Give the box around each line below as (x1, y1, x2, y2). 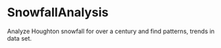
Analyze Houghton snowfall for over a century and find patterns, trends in (7, 27, 215, 35)
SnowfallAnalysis (7, 5, 109, 20)
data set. (7, 34, 32, 42)
